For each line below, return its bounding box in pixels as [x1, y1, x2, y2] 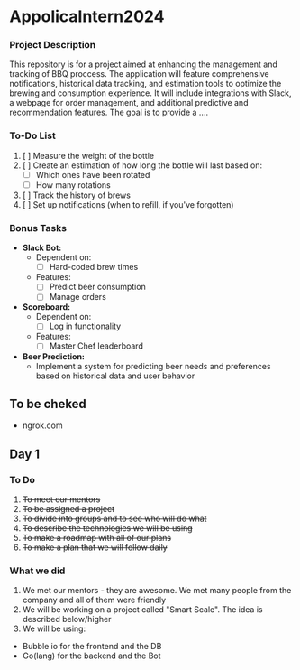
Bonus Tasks [9, 221, 68, 234]
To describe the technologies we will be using [22, 523, 193, 534]
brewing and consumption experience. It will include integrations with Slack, [9, 88, 292, 98]
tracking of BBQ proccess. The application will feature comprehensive [9, 69, 269, 79]
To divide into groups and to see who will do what [22, 513, 207, 525]
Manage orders [49, 292, 106, 302]
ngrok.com [22, 420, 63, 431]
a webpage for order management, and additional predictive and [9, 98, 249, 108]
